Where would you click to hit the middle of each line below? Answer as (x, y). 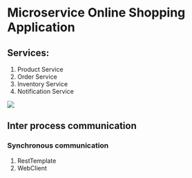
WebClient (32, 168)
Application (41, 27)
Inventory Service (42, 84)
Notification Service (45, 91)
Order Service (37, 77)
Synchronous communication (58, 146)
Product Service (40, 69)
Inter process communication (72, 126)
